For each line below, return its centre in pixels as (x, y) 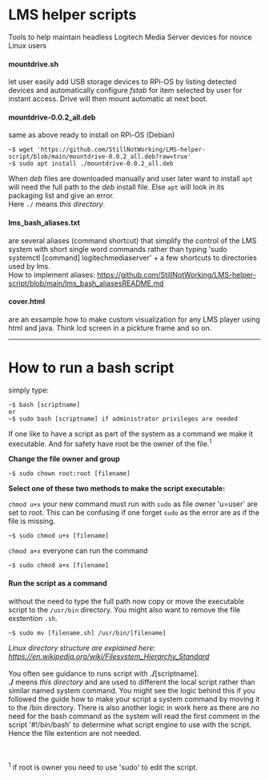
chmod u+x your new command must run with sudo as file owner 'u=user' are (133, 504)
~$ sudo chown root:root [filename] (69, 474)
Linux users (27, 45)
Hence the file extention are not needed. (75, 733)
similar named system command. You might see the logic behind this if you (132, 690)
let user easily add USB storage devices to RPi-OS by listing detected (122, 82)
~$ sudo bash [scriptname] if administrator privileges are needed (123, 419)
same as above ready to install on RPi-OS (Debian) (92, 135)
